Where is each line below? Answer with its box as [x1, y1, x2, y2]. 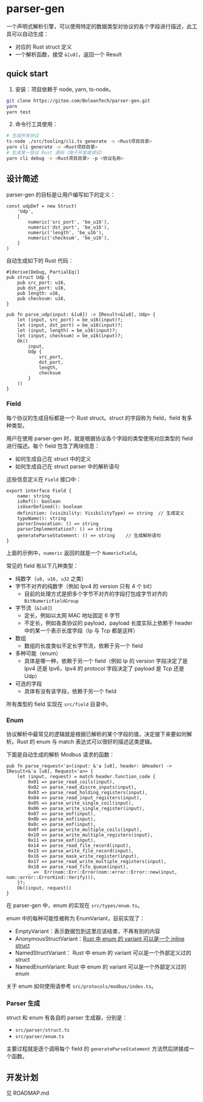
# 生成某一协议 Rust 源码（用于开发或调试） [6, 150, 105, 156]
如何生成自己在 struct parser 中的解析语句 [15, 463, 120, 470]
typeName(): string [17, 515, 67, 522]
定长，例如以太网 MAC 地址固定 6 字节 [24, 611, 121, 619]
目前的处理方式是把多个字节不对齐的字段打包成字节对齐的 [24, 590, 168, 597]
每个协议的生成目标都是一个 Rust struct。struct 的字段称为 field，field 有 [6, 414, 187, 422]
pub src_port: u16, [17, 280, 67, 286]
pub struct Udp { [6, 274, 50, 280]
